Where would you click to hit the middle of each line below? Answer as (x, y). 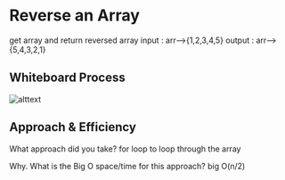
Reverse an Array (75, 16)
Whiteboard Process (68, 78)
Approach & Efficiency (73, 127)
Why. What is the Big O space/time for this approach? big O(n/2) (127, 166)
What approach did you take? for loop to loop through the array (125, 149)
